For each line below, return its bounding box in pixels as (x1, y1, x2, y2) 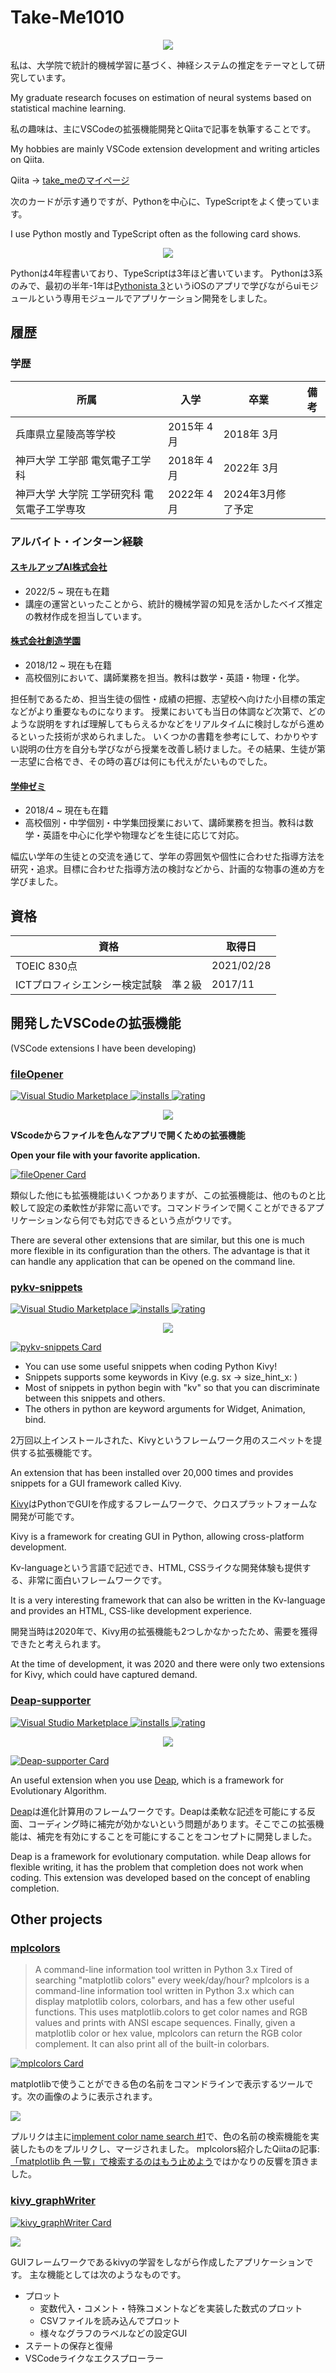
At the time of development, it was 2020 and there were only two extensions (10, 1658, 325, 1670)
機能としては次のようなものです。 (46, 2268, 187, 2280)
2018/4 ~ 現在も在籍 (24, 804, 109, 816)
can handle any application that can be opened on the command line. (10, 1256, 296, 1268)
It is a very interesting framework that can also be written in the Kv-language (10, 1594, 326, 1606)
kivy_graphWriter (10, 2194, 96, 2208)
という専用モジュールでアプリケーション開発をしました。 (36, 292, 273, 304)
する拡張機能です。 (18, 1447, 98, 1459)
